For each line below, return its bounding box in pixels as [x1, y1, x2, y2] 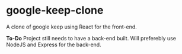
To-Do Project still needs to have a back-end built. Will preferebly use [6, 34, 177, 42]
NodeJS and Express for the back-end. [6, 41, 102, 48]
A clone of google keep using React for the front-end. [6, 23, 138, 30]
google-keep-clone [6, 4, 104, 17]
